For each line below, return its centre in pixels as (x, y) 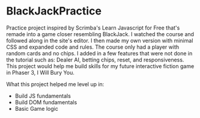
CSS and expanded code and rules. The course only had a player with (93, 47)
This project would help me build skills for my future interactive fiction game (100, 66)
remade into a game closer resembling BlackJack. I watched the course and (100, 34)
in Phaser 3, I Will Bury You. (41, 72)
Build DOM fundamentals (46, 102)
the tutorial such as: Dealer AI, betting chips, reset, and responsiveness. (95, 60)
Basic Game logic (36, 108)
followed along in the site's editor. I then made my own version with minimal (100, 40)
